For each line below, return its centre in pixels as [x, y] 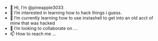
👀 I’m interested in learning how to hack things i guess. [66, 13]
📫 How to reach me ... [33, 34]
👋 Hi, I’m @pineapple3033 [37, 8]
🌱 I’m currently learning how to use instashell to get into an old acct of [81, 18]
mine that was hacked [32, 23]
